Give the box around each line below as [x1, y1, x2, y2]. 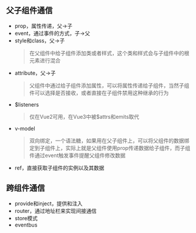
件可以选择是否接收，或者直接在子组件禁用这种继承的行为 [29, 89, 169, 96]
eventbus [14, 221, 38, 228]
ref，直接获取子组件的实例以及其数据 [14, 164, 105, 171]
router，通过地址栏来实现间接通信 [14, 207, 97, 214]
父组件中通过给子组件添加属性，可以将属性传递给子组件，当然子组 [29, 82, 190, 89]
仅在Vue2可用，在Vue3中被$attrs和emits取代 [29, 113, 139, 120]
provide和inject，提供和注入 [14, 199, 83, 207]
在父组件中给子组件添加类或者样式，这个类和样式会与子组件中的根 [29, 49, 190, 56]
